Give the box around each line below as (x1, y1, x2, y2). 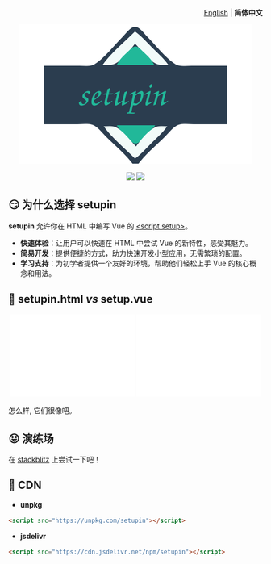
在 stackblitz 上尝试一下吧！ (8, 454, 102, 464)
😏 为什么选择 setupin (8, 198, 117, 212)
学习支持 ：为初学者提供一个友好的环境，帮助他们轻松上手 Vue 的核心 (19, 258, 250, 268)
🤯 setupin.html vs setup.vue (8, 292, 153, 306)
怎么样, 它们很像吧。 (8, 406, 77, 416)
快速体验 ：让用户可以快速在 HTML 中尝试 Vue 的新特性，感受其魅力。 (19, 238, 252, 248)
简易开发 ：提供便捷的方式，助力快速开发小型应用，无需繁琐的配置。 (19, 248, 247, 257)
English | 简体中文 (203, 8, 263, 17)
